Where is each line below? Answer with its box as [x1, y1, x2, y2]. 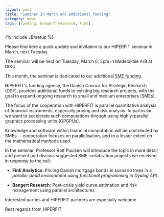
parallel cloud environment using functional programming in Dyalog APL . [12, 172, 160, 179]
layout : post [5, 7, 32, 12]
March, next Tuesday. [5, 49, 49, 55]
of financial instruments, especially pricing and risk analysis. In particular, [5, 108, 153, 114]
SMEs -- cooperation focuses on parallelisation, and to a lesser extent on [5, 133, 153, 139]
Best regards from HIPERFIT [5, 206, 62, 212]
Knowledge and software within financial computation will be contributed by [5, 128, 159, 134]
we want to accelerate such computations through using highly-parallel [5, 113, 149, 119]
